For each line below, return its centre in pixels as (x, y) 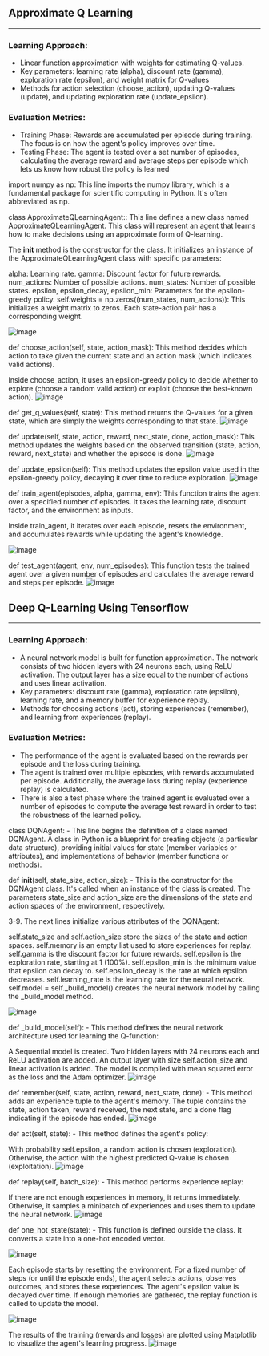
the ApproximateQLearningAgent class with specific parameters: (115, 258)
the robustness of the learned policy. (80, 815)
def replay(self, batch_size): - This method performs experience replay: (126, 1181)
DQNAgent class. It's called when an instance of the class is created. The (129, 888)
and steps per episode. (46, 583)
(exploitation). (31, 1166)
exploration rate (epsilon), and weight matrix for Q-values (114, 80)
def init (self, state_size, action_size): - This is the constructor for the (121, 880)
